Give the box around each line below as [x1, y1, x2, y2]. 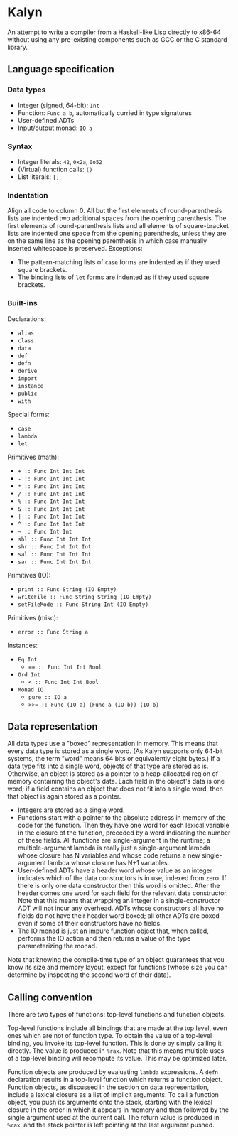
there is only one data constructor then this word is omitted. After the [17, 882, 220, 890]
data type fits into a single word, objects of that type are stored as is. [7, 762, 209, 771]
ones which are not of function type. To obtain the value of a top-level [7, 1032, 212, 1040]
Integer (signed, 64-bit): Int [17, 101, 100, 109]
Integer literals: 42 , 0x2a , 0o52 [17, 157, 103, 166]
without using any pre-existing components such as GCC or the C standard [7, 35, 227, 43]
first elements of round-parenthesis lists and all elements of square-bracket [7, 222, 229, 230]
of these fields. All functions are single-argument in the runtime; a [17, 836, 211, 845]
